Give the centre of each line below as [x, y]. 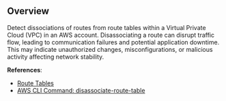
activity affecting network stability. [56, 57]
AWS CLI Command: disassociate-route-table [81, 90]
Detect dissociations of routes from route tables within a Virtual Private [107, 27]
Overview [28, 11]
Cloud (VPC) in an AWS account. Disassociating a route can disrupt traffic [111, 35]
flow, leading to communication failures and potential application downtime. [113, 42]
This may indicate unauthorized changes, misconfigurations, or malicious [110, 49]
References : [25, 70]
